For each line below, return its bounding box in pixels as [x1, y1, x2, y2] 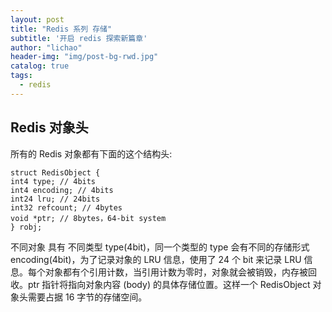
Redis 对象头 [10, 119, 89, 136]
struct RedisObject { [10, 167, 101, 178]
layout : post [10, 14, 65, 25]
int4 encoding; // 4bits [10, 185, 114, 195]
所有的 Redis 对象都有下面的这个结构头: [10, 147, 173, 160]
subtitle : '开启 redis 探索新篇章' [10, 33, 148, 43]
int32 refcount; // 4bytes [10, 202, 123, 213]
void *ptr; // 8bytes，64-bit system [10, 213, 167, 223]
